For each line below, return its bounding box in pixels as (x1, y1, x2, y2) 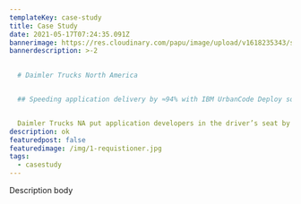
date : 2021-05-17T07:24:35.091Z (9, 30, 130, 38)
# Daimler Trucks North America (17, 71, 139, 81)
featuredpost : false (9, 135, 87, 144)
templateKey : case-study (9, 13, 102, 22)
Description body (9, 185, 73, 195)
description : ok (9, 127, 70, 136)
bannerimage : (9, 38, 58, 47)
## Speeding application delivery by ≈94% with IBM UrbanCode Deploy (17, 95, 282, 104)
